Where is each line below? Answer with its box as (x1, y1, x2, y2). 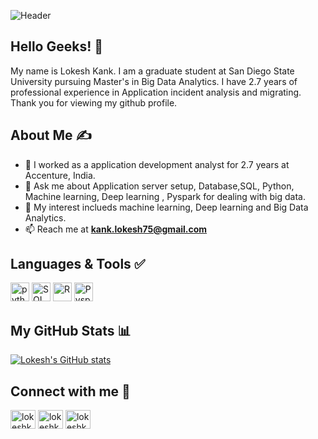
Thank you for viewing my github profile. (10, 96, 178, 109)
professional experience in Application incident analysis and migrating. (10, 86, 302, 98)
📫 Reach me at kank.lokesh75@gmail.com (24, 223, 208, 235)
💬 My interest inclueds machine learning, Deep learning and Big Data (24, 201, 309, 213)
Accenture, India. (24, 169, 96, 181)
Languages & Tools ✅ (10, 256, 146, 273)
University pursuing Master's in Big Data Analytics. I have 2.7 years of (10, 75, 298, 87)
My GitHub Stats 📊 (10, 322, 132, 339)
